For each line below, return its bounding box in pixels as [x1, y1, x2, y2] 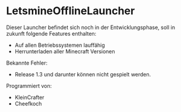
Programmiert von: [6, 82, 52, 89]
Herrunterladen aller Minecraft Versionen [14, 47, 116, 55]
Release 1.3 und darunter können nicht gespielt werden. [14, 71, 151, 78]
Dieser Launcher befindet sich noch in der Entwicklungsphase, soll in [6, 24, 175, 31]
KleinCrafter [14, 94, 45, 101]
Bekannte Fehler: [6, 59, 47, 66]
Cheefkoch [14, 100, 42, 107]
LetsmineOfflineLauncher [6, 4, 135, 18]
